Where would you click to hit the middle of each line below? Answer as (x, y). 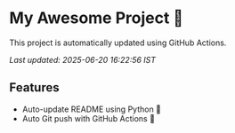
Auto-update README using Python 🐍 (92, 109)
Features (34, 88)
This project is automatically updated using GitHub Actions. (118, 43)
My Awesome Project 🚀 (97, 18)
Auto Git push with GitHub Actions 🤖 (89, 118)
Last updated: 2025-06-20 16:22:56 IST (83, 59)
